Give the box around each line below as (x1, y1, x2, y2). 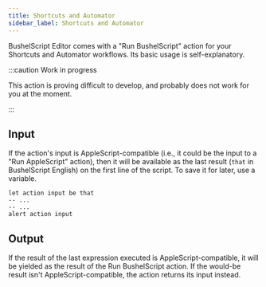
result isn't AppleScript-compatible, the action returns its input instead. (8, 270, 241, 280)
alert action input (8, 210, 73, 218)
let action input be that (8, 189, 94, 198)
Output (8, 232, 44, 246)
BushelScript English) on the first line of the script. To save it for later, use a (8, 165, 256, 175)
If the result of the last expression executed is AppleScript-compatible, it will (8, 253, 259, 263)
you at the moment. (8, 88, 72, 98)
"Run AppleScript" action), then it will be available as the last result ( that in (8, 157, 254, 167)
